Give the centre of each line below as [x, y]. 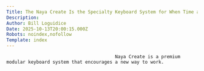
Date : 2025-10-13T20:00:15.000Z [47, 29]
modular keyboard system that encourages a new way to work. [85, 62]
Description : [23, 18]
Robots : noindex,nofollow [39, 35]
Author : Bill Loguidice [36, 23]
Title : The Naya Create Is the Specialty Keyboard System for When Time [100, 12]
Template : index [27, 40]
